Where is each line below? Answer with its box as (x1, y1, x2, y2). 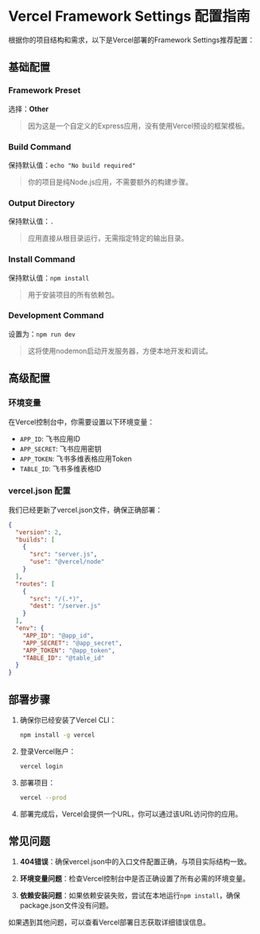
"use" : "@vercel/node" (29, 558, 105, 566)
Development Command (8, 310, 105, 321)
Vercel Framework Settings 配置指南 (8, 7, 250, 25)
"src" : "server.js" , (29, 550, 98, 559)
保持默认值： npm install (8, 273, 90, 282)
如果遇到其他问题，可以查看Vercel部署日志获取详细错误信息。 (8, 917, 211, 927)
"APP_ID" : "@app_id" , (22, 631, 94, 640)
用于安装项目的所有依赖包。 (27, 289, 119, 299)
